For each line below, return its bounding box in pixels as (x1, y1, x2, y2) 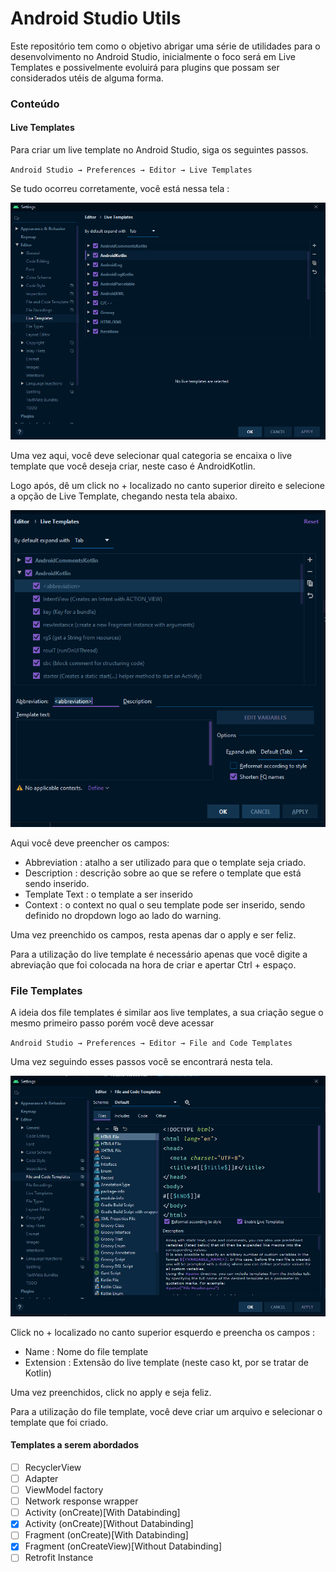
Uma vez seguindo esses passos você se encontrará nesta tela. (10, 1056, 273, 1068)
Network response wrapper (24, 1495, 139, 1507)
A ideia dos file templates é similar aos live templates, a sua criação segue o (10, 1007, 324, 1019)
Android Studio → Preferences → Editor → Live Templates (10, 165, 253, 176)
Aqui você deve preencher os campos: (10, 837, 170, 849)
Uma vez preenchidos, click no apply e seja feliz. (10, 1386, 212, 1398)
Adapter (24, 1473, 59, 1484)
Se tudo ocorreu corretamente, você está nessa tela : (10, 183, 230, 195)
